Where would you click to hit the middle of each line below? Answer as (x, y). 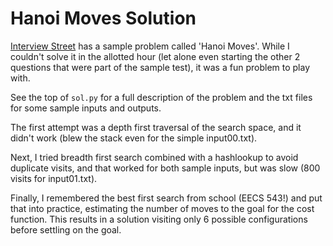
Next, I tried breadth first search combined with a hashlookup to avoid (154, 157)
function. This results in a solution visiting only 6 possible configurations (159, 219)
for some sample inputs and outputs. (86, 108)
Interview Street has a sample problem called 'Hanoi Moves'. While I (150, 46)
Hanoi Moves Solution (103, 18)
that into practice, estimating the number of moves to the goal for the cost (162, 208)
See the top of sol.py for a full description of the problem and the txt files (161, 97)
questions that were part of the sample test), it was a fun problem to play (160, 67)
